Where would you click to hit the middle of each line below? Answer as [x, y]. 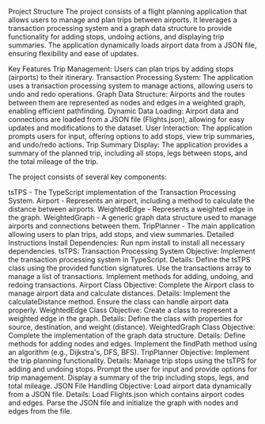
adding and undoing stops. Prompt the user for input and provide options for [132, 369]
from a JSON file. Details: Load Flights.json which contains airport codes [127, 394]
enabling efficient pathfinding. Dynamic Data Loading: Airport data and [123, 111]
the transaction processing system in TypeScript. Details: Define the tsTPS [129, 260]
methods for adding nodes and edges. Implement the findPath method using [132, 344]
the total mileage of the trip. [53, 161]
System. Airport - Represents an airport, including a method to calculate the [132, 201]
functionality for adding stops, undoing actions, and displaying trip [116, 36]
